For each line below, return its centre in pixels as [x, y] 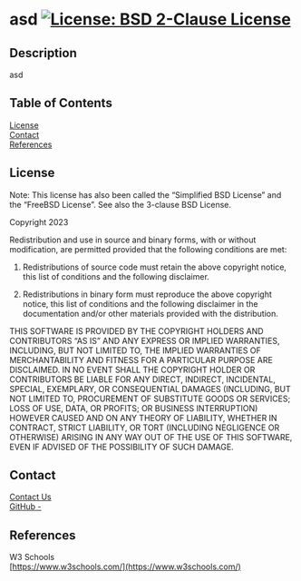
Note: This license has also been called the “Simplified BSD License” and [146, 194]
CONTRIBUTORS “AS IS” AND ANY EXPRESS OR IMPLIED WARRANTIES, [145, 340]
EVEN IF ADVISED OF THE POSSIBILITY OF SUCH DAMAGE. [121, 447]
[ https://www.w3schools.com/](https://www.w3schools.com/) [126, 566]
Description [43, 53]
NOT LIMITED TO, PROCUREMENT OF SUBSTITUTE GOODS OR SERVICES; [150, 399]
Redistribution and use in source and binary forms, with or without [133, 240]
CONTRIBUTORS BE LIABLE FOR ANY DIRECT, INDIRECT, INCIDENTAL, [143, 379]
